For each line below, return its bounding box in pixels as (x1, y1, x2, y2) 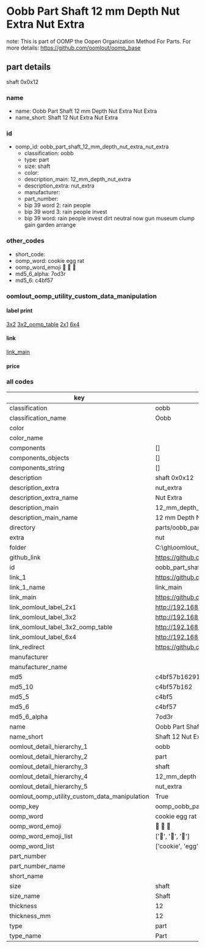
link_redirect (9, 642, 45, 651)
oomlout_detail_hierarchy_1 (9, 742, 88, 751)
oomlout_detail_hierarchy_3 (9, 762, 88, 770)
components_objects (9, 453, 70, 462)
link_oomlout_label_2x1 (9, 602, 77, 611)
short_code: (15, 250, 46, 258)
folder (9, 543, 27, 552)
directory (9, 523, 35, 531)
